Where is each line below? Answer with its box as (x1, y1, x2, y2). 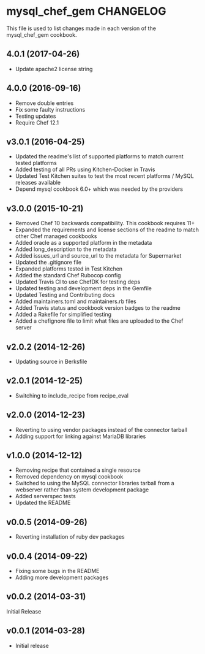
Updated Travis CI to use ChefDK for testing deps (15, 278, 141, 286)
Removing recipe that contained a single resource (15, 466, 141, 474)
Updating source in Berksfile (15, 358, 88, 365)
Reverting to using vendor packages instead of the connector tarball (15, 426, 188, 433)
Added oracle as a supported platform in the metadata (15, 239, 152, 247)
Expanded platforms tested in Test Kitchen (15, 265, 123, 272)
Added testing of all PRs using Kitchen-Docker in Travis (15, 166, 155, 173)
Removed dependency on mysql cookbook (15, 473, 124, 480)
